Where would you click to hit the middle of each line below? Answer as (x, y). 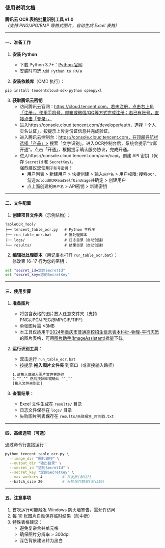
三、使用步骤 (18, 291)
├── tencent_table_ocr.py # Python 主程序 (50, 229)
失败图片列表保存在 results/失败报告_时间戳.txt (67, 416)
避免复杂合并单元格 (39, 528)
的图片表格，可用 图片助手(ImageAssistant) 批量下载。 (73, 338)
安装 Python (25, 54)
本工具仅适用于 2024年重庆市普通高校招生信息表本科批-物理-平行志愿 (89, 332)
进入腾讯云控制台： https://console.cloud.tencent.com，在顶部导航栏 (89, 137)
